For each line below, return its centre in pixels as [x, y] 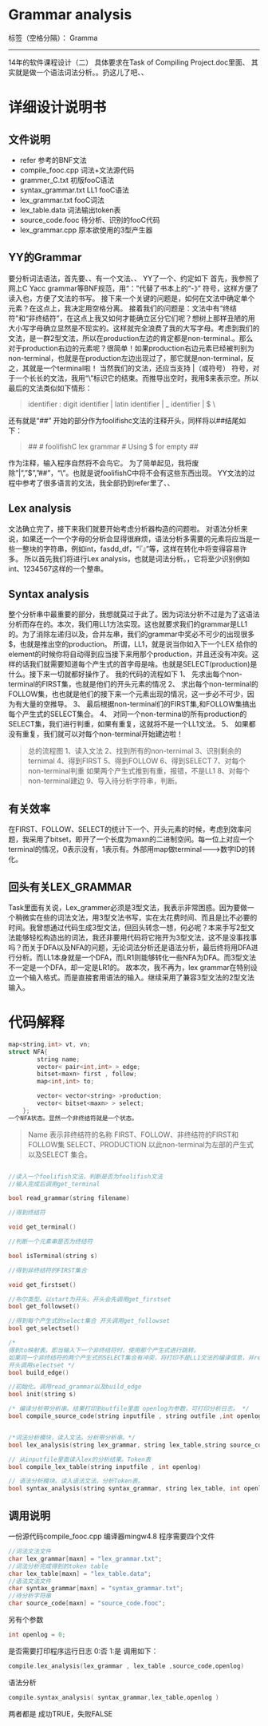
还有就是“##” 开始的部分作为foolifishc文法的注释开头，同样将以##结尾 [124, 420]
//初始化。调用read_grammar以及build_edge [75, 1387]
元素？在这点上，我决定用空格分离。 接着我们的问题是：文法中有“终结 [123, 308]
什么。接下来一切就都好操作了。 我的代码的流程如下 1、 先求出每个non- [125, 674]
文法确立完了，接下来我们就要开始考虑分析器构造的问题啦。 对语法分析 [124, 528]
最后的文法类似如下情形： [50, 388]
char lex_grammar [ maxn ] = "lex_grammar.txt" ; [85, 1558]
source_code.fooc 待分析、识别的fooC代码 [90, 220]
